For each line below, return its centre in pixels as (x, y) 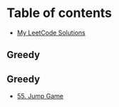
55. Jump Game (40, 96)
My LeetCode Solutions (51, 33)
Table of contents (59, 13)
